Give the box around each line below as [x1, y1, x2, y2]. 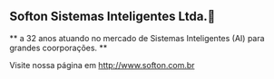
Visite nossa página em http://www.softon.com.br [9, 59, 195, 70]
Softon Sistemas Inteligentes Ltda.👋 [9, 9, 216, 24]
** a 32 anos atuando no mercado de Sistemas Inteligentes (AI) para [9, 32, 265, 43]
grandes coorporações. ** [9, 42, 108, 53]
